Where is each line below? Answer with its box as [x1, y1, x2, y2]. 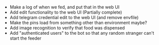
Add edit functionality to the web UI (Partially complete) [9, 9, 122, 15]
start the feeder [9, 35, 42, 41]
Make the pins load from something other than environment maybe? [9, 20, 147, 25]
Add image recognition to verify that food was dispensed [9, 25, 125, 31]
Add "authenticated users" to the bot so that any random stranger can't [9, 30, 155, 36]
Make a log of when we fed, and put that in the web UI [9, 4, 120, 10]
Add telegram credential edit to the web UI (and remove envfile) [9, 15, 139, 20]
